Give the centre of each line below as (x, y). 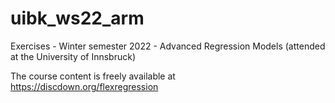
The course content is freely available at (93, 76)
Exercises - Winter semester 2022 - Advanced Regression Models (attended (168, 46)
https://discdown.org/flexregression (84, 86)
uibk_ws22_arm (77, 18)
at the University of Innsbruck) (73, 56)
